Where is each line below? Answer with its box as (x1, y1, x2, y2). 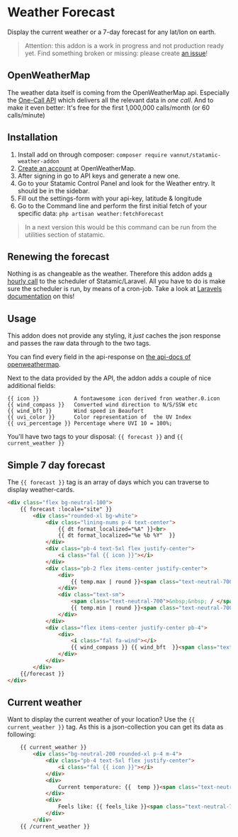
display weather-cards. (7, 486, 75, 494)
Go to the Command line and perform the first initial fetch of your (17, 201, 208, 210)
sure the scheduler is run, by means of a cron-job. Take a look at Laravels (7, 285, 222, 293)
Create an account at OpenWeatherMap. (17, 164, 136, 172)
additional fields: (7, 382, 56, 390)
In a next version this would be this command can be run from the (24, 222, 217, 231)
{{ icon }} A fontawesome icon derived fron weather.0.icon (7, 395, 220, 402)
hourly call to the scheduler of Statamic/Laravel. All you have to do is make (7, 277, 225, 285)
